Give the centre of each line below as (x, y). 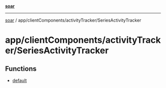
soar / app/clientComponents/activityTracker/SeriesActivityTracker (73, 20)
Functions (21, 69)
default (20, 80)
